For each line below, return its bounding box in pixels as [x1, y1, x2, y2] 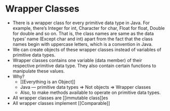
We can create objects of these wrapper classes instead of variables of [12, 46, 161, 52]
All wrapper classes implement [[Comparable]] [12, 100, 110, 106]
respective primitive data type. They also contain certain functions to [12, 63, 156, 69]
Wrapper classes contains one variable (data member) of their [12, 57, 143, 63]
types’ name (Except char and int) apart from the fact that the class [12, 36, 153, 42]
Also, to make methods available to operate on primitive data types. [20, 89, 161, 95]
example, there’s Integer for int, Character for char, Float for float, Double [12, 25, 165, 31]
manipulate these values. [12, 68, 65, 74]
